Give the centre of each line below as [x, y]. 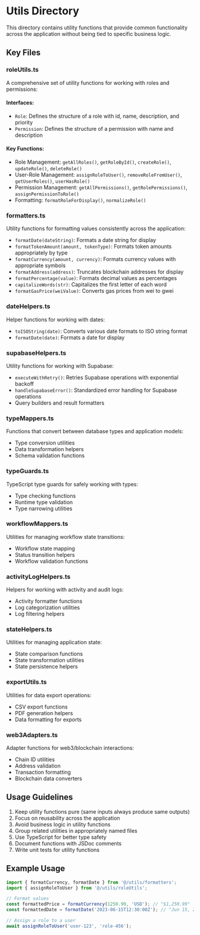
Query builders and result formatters [60, 403]
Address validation [38, 766]
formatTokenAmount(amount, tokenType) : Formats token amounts [93, 247]
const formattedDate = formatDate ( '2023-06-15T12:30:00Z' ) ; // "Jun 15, [98, 910]
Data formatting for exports [48, 719]
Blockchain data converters [48, 778]
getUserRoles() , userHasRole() [52, 181]
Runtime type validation [44, 502]
